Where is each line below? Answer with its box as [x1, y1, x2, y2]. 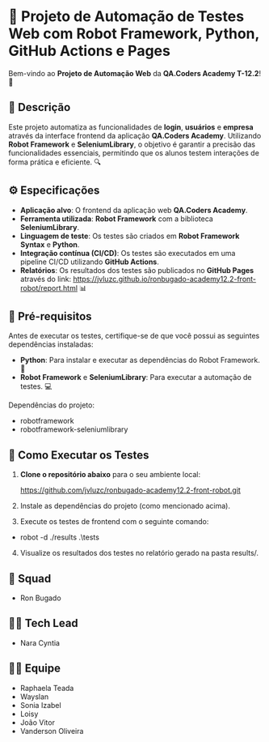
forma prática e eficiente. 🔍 [8, 157, 102, 167]
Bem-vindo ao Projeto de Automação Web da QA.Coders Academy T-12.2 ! [8, 68, 261, 78]
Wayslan [19, 692, 49, 701]
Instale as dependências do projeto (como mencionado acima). [19, 501, 230, 511]
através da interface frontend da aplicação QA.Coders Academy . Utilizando [8, 130, 262, 140]
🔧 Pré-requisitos [8, 309, 92, 323]
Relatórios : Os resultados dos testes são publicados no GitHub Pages [19, 265, 254, 275]
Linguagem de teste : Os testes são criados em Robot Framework [19, 231, 240, 241]
